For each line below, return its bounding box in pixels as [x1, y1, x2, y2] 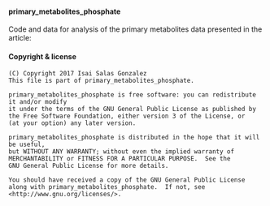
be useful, [8, 140, 46, 149]
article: [8, 33, 32, 43]
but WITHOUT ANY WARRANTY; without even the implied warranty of [8, 148, 234, 156]
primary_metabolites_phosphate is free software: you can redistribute [8, 91, 256, 99]
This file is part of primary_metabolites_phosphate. [8, 77, 195, 85]
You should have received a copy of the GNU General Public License [8, 176, 246, 184]
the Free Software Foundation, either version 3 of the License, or [8, 112, 246, 121]
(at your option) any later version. [8, 119, 137, 127]
